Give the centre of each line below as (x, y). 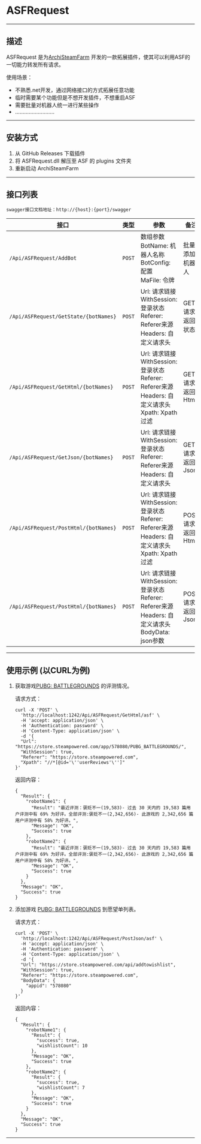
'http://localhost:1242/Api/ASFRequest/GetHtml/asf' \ (90, 715)
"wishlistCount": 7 (61, 1088)
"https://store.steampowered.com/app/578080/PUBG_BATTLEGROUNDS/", (100, 747)
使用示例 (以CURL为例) (48, 670)
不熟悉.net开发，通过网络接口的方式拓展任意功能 (74, 90)
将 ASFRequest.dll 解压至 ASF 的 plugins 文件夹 (73, 161)
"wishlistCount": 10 (62, 1046)
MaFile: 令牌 (157, 281)
